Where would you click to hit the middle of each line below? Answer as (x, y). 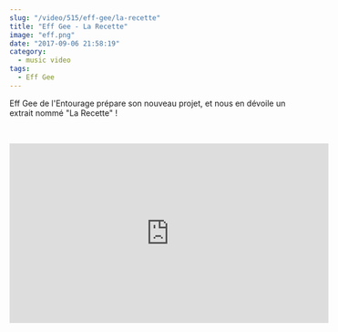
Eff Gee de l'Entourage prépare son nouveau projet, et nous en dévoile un (148, 103)
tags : (20, 69)
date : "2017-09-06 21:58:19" (65, 43)
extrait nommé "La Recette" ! (64, 113)
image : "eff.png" (42, 35)
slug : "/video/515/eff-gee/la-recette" (85, 18)
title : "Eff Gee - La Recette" (69, 26)
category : (28, 52)
